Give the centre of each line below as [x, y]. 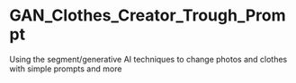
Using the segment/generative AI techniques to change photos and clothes [148, 59]
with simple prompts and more [66, 69]
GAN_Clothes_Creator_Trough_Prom [148, 16]
